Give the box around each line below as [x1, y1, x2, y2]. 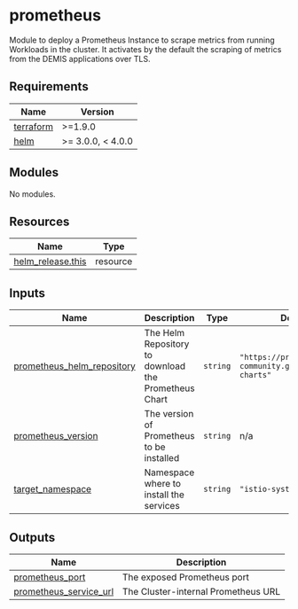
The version [144, 408, 194, 420]
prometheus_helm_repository [13, 360, 136, 372]
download [144, 360, 186, 372]
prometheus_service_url [13, 586, 114, 597]
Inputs [9, 285, 46, 301]
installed [144, 452, 180, 465]
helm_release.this [13, 255, 87, 268]
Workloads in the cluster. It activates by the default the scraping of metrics [9, 43, 282, 54]
